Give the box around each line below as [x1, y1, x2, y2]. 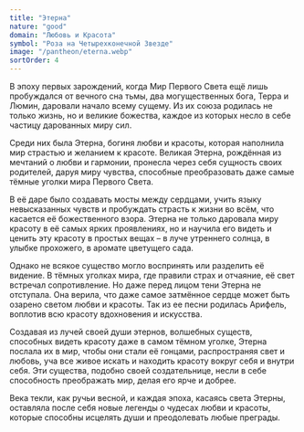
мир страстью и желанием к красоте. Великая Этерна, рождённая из [9, 147, 282, 158]
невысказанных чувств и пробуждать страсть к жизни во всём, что [9, 204, 275, 215]
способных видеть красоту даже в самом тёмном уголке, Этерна [9, 336, 267, 347]
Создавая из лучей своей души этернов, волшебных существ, [9, 326, 253, 337]
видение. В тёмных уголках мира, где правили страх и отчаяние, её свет [9, 270, 295, 280]
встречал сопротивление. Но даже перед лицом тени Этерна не [9, 279, 262, 290]
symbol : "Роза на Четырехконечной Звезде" [9, 38, 173, 48]
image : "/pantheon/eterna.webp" [9, 47, 132, 57]
